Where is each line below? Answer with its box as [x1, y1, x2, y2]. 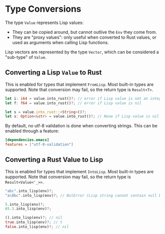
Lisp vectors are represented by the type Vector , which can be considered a [5, 49, 159, 55]
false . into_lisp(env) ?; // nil [5, 224, 69, 230]
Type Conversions [5, 3, 82, 15]
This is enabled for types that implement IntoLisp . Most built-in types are [5, 168, 154, 174]
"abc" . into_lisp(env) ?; [5, 188, 54, 193]
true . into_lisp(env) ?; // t [5, 220, 63, 225]
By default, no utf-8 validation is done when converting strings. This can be [5, 123, 158, 129]
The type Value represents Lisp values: [5, 20, 84, 25]
